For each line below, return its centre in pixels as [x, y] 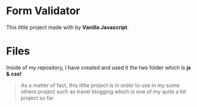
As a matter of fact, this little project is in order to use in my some [100, 85]
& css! [14, 74]
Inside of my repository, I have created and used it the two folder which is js [98, 67]
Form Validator [43, 11]
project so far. [38, 98]
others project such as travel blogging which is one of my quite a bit [103, 91]
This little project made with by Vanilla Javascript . [67, 27]
